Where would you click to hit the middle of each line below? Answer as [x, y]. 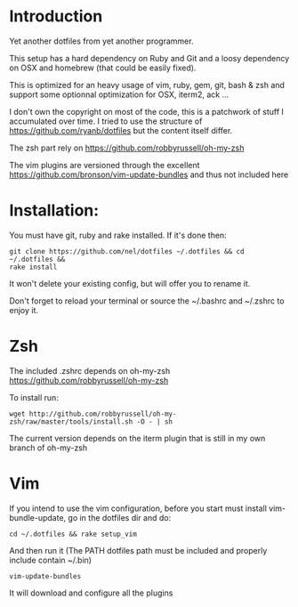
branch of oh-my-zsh [48, 448]
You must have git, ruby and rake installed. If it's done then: [118, 235]
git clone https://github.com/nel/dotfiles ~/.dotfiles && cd [127, 251]
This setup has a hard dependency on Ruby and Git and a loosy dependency [149, 58]
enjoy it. [24, 310]
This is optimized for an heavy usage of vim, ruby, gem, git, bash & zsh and [147, 85]
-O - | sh [155, 421]
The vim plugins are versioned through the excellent [105, 165]
